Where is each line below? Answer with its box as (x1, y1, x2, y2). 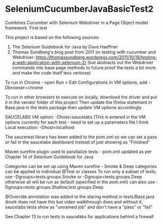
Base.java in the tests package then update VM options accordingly (5, 104, 142, 110)
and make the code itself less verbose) (12, 70, 91, 75)
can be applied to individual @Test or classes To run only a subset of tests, (5, 168, 157, 174)
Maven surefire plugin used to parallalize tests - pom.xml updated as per (5, 149, 152, 154)
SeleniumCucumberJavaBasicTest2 (5, 3, 154, 15)
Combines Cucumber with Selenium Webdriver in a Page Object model (5, 20, 148, 25)
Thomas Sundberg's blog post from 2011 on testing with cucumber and (12, 49, 156, 55)
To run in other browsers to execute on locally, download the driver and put (5, 94, 158, 100)
